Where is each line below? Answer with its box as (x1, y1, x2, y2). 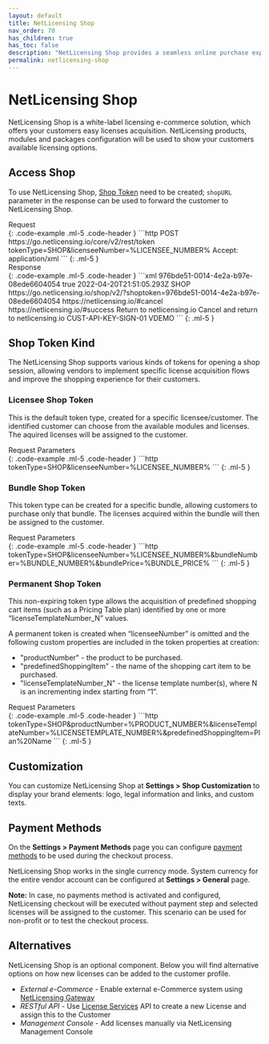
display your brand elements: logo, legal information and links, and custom (8, 790, 255, 799)
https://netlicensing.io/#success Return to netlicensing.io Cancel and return (8, 305, 258, 314)
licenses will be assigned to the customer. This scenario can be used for (8, 907, 247, 917)
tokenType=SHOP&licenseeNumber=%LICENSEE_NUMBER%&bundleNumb (8, 550, 258, 560)
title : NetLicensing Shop (8, 19, 94, 27)
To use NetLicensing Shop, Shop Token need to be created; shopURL (8, 187, 232, 197)
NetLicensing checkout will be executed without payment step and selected (8, 898, 259, 908)
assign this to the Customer (19, 1010, 111, 1019)
